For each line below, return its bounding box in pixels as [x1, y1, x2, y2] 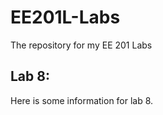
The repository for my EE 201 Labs [10, 39, 153, 51]
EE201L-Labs [10, 6, 121, 29]
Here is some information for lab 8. [10, 94, 154, 106]
